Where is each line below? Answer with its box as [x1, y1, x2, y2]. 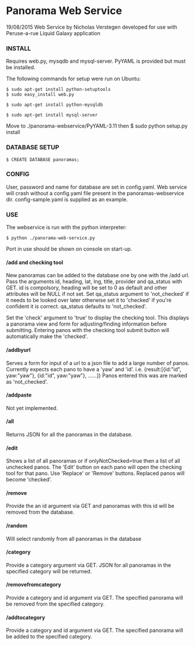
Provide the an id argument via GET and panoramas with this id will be [6, 503, 175, 510]
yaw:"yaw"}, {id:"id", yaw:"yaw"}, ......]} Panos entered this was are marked [6, 372, 187, 379]
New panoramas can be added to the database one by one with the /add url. [6, 272, 190, 279]
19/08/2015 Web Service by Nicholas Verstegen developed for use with [6, 23, 177, 30]
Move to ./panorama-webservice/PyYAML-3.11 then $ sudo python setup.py [6, 122, 188, 129]
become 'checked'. [6, 476, 53, 483]
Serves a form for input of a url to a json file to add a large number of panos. [6, 359, 190, 367]
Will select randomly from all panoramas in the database [6, 535, 142, 542]
